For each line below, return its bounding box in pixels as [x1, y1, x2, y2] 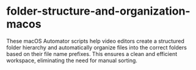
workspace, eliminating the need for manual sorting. [6, 57, 137, 64]
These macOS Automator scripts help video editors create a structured [6, 37, 185, 44]
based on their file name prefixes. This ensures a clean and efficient [6, 50, 178, 57]
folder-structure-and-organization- [6, 4, 191, 18]
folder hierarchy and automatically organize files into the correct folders [6, 44, 187, 51]
